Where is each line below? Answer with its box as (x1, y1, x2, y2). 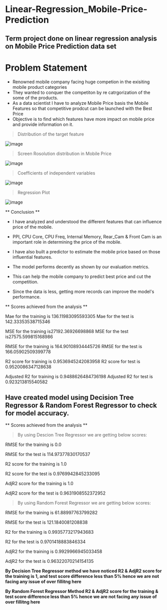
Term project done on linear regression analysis (5, 34, 157, 43)
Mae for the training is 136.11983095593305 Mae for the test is (5, 313, 134, 319)
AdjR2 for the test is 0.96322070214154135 (5, 558, 94, 564)
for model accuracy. (5, 409, 69, 417)
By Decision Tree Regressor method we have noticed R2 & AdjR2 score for (5, 568, 162, 574)
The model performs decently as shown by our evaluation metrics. (12, 263, 149, 269)
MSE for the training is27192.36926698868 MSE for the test (5, 328, 128, 334)
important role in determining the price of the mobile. (12, 239, 121, 245)
